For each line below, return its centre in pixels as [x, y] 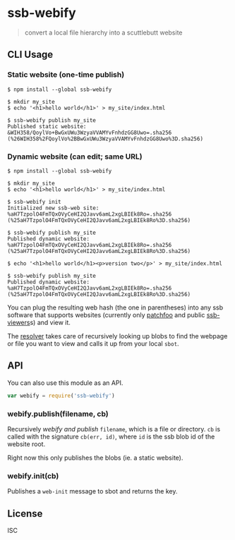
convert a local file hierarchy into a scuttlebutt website [103, 32]
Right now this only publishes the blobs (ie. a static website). [95, 458]
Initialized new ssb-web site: [53, 208]
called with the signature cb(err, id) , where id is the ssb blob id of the [111, 436]
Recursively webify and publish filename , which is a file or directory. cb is [114, 429]
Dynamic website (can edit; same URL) [75, 157]
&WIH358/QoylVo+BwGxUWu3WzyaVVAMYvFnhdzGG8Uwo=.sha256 [90, 133]
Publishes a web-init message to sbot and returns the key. [92, 491]
